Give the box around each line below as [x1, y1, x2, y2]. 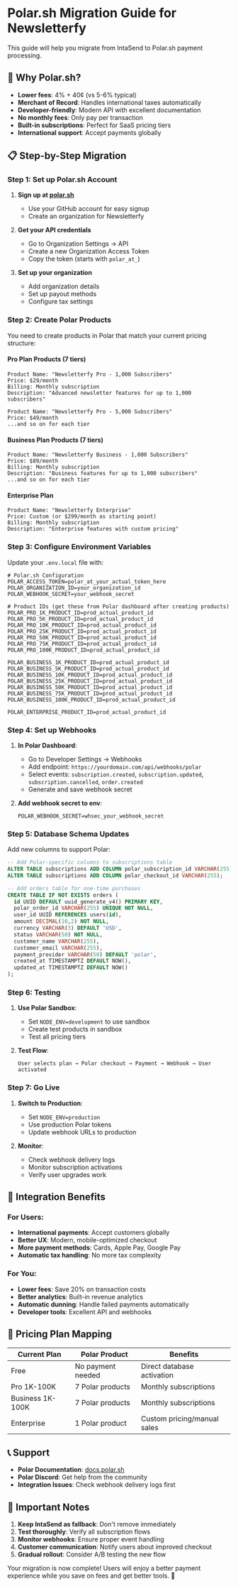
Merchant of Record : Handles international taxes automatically [17, 98, 202, 107]
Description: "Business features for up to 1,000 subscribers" [7, 470, 198, 477]
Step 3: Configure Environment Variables [7, 542, 152, 552]
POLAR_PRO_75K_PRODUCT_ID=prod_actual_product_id [7, 640, 157, 647]
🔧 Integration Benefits [7, 1191, 106, 1203]
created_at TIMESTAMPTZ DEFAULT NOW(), [13, 958, 132, 965]
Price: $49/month [7, 414, 59, 421]
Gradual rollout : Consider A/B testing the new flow [17, 1550, 166, 1559]
